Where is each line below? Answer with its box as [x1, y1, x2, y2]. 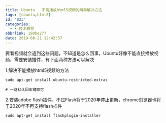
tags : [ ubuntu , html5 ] [5, 12, 51, 17]
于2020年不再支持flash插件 [5, 103, 62, 109]
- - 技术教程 [10, 26, 35, 31]
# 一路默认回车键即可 [5, 87, 44, 92]
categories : [5, 21, 30, 27]
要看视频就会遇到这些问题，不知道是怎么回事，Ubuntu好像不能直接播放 [5, 50, 154, 56]
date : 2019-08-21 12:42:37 [5, 36, 62, 41]
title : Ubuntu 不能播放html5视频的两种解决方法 [5, 7, 103, 13]
